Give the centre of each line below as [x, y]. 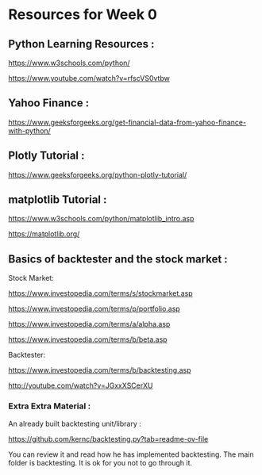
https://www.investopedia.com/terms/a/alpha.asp [89, 324]
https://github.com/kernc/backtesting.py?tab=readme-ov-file [108, 439]
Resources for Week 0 [83, 15]
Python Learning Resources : [81, 44]
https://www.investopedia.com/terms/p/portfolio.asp [94, 309]
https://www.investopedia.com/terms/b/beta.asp [88, 339]
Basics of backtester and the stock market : [118, 259]
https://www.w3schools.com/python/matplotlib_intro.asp [101, 219]
